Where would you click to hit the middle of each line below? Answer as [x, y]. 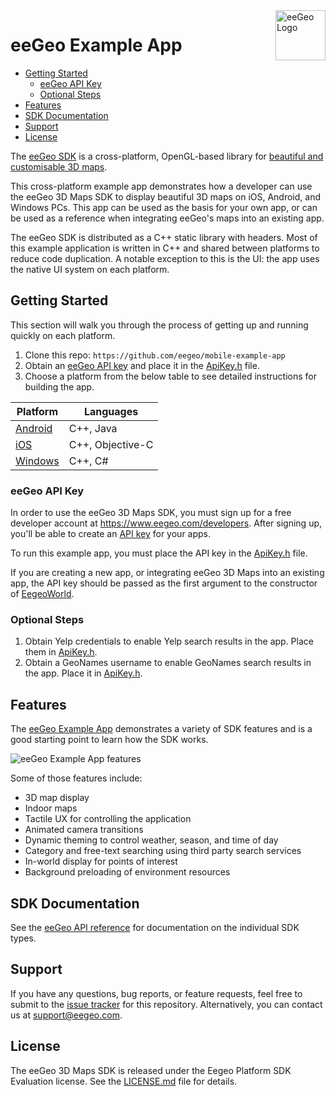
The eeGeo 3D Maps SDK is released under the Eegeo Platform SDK [151, 1070]
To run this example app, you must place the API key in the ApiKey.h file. [159, 553]
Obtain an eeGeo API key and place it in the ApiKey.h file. [142, 365]
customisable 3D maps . [59, 166]
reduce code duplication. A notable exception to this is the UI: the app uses [165, 258]
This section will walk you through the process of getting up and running [159, 325]
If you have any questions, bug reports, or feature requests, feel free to [156, 993]
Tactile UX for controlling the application [108, 819]
